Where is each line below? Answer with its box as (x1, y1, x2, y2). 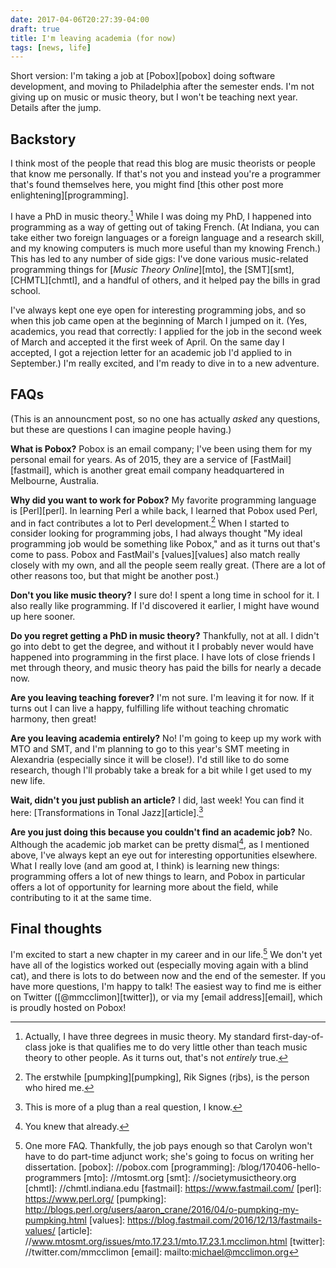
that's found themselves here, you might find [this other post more (10, 179, 284, 191)
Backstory (10, 131, 77, 148)
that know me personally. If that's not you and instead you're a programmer (10, 168, 322, 180)
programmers (24, 1171, 82, 1183)
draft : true (10, 24, 60, 34)
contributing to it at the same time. (10, 891, 152, 903)
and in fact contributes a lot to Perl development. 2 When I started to (10, 515, 290, 529)
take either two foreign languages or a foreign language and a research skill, (10, 231, 325, 243)
